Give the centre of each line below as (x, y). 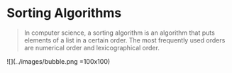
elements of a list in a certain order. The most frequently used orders (125, 40)
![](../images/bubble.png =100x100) (59, 61)
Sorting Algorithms (64, 13)
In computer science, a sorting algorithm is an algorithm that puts (120, 33)
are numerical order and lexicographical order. (92, 47)
